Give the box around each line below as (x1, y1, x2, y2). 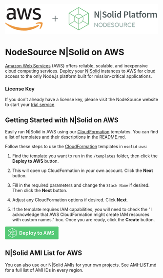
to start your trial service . (5, 102, 56, 107)
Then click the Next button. (12, 188, 67, 193)
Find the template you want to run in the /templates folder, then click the (12, 153, 158, 159)
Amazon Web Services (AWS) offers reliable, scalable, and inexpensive (5, 63, 148, 68)
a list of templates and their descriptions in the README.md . (5, 134, 126, 140)
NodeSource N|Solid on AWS (5, 47, 124, 58)
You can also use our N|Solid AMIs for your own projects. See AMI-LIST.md (5, 262, 157, 268)
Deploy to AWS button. (12, 158, 59, 164)
